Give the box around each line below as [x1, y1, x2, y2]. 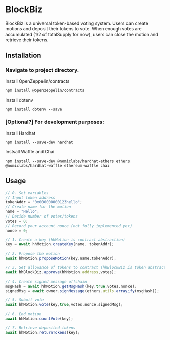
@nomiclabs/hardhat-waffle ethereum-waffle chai [5, 163, 110, 168]
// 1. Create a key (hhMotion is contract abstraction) [5, 237, 125, 242]
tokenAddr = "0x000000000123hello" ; [5, 200, 82, 205]
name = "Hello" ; [5, 209, 39, 214]
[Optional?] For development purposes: [5, 118, 105, 126]
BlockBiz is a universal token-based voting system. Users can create [5, 20, 148, 26]
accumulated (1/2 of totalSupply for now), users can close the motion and [5, 31, 158, 37]
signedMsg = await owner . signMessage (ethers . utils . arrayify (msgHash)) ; [5, 288, 159, 293]
